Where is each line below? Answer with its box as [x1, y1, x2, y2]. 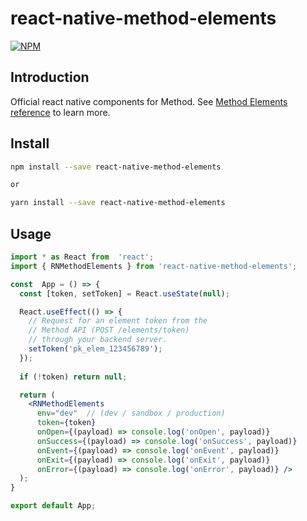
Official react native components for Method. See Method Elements [10, 95, 288, 107]
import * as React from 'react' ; [10, 252, 155, 262]
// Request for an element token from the [28, 316, 208, 326]
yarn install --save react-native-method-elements [10, 198, 226, 208]
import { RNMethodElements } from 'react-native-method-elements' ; [10, 261, 298, 271]
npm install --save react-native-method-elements [10, 162, 222, 172]
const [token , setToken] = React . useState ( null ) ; [19, 288, 230, 299]
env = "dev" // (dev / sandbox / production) [36, 408, 226, 419]
